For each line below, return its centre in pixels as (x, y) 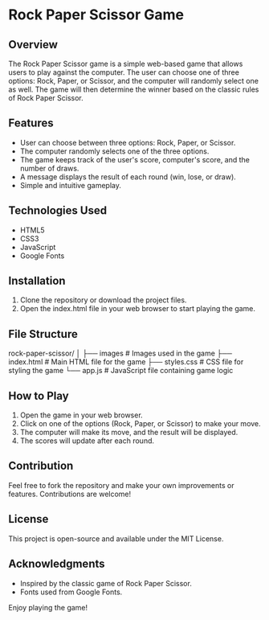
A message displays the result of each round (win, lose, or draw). (128, 177)
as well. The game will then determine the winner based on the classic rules (134, 89)
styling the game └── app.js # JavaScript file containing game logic (121, 371)
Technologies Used (57, 211)
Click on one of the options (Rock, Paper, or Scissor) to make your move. (140, 424)
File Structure (43, 334)
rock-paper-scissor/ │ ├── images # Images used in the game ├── (120, 353)
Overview (33, 45)
